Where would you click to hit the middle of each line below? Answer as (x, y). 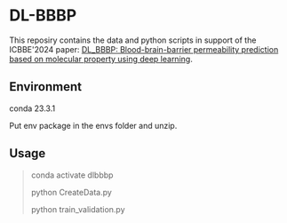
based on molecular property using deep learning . (101, 59)
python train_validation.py (78, 209)
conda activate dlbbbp (72, 175)
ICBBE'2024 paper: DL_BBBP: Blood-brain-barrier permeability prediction (144, 49)
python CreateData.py (72, 192)
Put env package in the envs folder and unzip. (93, 125)
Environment (46, 87)
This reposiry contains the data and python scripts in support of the (133, 40)
